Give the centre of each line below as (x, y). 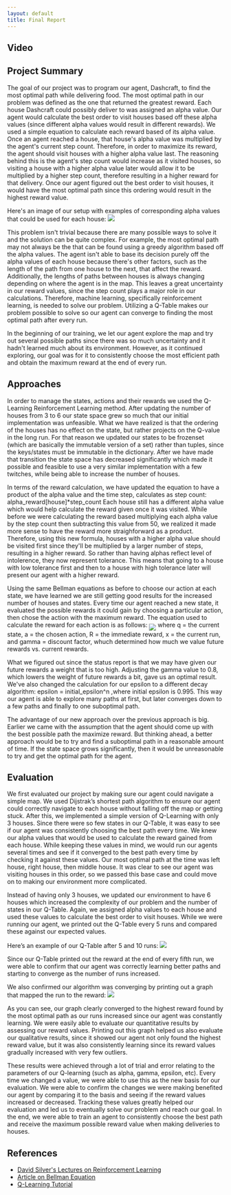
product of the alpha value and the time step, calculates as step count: (107, 494)
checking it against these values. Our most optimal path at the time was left (114, 860)
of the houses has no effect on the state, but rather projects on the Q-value (113, 430)
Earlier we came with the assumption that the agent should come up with (110, 726)
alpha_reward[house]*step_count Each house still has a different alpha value (115, 502)
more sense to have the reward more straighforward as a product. (100, 531)
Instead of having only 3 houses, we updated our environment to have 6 (109, 895)
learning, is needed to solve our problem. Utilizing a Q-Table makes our (108, 305)
